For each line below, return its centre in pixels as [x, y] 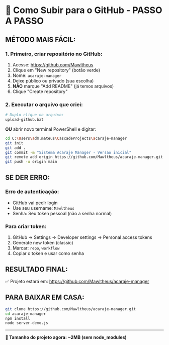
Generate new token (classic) [43, 243]
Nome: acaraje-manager [37, 75]
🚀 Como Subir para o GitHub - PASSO [84, 10]
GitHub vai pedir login [35, 203]
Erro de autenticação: [32, 192]
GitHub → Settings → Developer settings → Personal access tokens [82, 237]
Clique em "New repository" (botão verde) [56, 70]
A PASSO [25, 21]
